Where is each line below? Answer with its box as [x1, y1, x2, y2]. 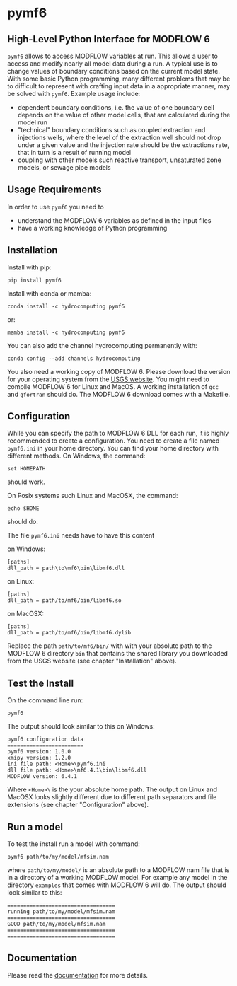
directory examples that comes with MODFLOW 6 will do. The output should [7, 881, 226, 889]
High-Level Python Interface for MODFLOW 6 [7, 33, 211, 45]
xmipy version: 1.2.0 [7, 755, 71, 762]
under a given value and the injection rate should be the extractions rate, [17, 141, 230, 149]
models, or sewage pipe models [17, 163, 111, 171]
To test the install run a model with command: [7, 840, 140, 848]
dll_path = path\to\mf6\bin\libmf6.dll [7, 564, 125, 572]
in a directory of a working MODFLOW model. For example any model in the [7, 874, 228, 882]
